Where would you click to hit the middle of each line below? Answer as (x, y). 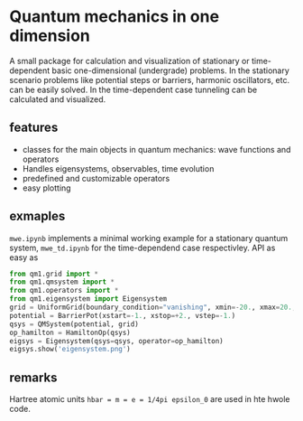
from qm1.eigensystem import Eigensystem (88, 299)
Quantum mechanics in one (114, 17)
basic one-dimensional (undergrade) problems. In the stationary (171, 70)
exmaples (37, 216)
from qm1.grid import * (54, 274)
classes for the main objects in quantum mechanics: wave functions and (156, 149)
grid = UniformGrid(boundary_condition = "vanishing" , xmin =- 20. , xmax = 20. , (153, 308)
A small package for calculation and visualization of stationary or (129, 61)
